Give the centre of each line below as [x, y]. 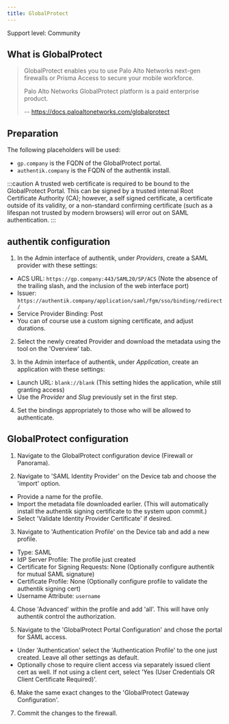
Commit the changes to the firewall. [67, 713]
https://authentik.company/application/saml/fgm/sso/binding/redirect [120, 301]
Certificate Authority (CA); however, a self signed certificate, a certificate [110, 198]
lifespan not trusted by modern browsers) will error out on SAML [98, 213]
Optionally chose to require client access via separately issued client [113, 664]
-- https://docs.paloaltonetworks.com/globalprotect [96, 112]
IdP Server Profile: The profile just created [76, 559]
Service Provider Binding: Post [60, 314]
